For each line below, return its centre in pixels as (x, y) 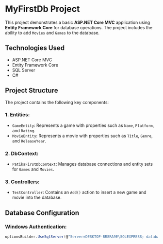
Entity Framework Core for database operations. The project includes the (79, 27)
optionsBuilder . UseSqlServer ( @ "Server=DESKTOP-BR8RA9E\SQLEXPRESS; (75, 237)
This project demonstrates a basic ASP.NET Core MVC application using (78, 22)
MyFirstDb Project (42, 9)
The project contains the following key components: (57, 102)
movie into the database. (37, 197)
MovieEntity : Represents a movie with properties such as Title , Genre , (82, 136)
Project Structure (32, 91)
